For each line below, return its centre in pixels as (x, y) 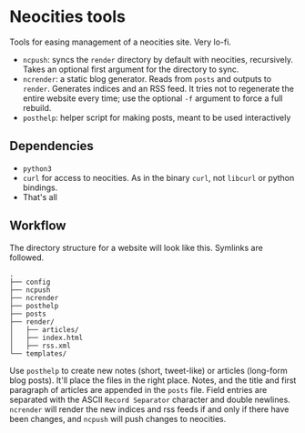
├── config (30, 282)
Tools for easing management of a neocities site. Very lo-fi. (121, 42)
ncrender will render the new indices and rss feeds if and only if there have (149, 409)
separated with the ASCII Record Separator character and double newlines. (150, 399)
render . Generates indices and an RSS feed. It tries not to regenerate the (158, 88)
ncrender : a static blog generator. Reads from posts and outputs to (147, 78)
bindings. (40, 187)
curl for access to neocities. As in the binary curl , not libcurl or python (158, 177)
